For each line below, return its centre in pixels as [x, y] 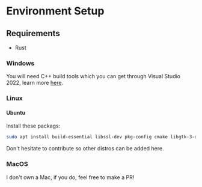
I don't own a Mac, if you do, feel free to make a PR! [70, 177]
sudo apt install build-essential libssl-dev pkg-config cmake [87, 137]
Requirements [33, 33]
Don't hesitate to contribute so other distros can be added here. [85, 149]
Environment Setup [55, 11]
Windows [20, 63]
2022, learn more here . [35, 83]
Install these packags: [33, 126]
